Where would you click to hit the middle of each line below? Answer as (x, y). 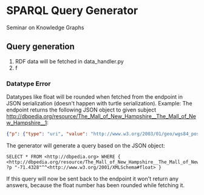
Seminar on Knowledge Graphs (45, 27)
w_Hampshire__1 (27, 123)
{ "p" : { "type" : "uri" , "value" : (47, 134)
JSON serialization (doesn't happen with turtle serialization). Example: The (99, 104)
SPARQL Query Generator (72, 11)
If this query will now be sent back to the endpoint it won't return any (93, 179)
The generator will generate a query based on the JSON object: (86, 145)
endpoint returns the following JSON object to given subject (81, 110)
